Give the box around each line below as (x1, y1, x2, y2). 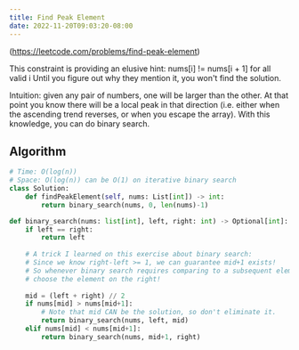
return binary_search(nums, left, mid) (41, 316, 190, 325)
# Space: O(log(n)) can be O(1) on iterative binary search (9, 175, 238, 185)
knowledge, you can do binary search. (9, 118, 149, 129)
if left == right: (25, 224, 93, 234)
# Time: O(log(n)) (9, 167, 77, 176)
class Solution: (9, 184, 69, 193)
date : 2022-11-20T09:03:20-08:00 (9, 21, 133, 30)
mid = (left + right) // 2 (25, 291, 125, 300)
